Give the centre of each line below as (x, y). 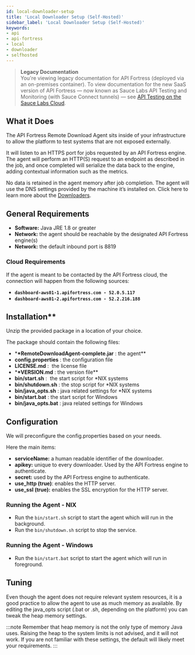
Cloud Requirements (36, 262)
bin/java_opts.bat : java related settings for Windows (79, 403)
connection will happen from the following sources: (68, 281)
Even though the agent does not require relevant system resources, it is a (94, 597)
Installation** (31, 317)
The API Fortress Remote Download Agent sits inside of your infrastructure (96, 135)
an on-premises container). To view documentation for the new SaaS (103, 84)
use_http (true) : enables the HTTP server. (65, 483)
